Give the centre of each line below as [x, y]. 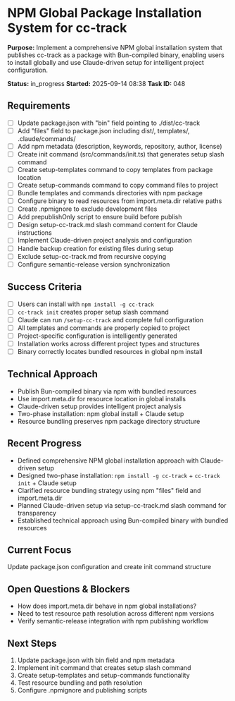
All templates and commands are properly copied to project [103, 328]
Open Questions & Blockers [69, 589]
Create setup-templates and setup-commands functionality [103, 675]
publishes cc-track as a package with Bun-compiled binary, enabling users [116, 55]
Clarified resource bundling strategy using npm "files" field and [109, 490]
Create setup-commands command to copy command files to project [118, 185]
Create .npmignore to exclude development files [87, 209]
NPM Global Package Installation [104, 13]
